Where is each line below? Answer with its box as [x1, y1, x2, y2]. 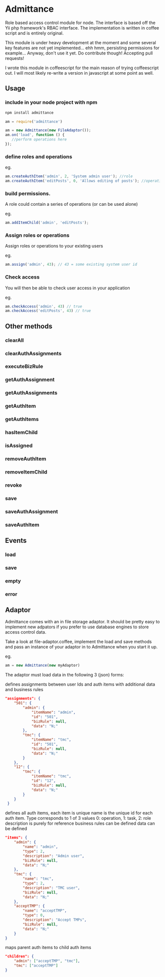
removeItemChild [5, 468, 48, 475]
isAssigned [5, 442, 33, 449]
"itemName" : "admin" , [31, 710, 76, 715]
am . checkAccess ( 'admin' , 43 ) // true [5, 304, 82, 309]
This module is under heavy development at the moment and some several [5, 39, 156, 45]
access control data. [5, 629, 47, 635]
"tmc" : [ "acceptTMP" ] [14, 963, 58, 968]
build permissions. [5, 190, 51, 197]
